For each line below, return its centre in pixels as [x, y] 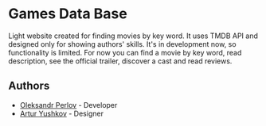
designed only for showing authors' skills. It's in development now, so [122, 44]
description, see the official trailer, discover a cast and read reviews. [120, 61]
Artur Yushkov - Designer [61, 113]
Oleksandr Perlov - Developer [68, 105]
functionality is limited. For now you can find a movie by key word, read [125, 52]
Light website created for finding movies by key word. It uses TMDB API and [133, 36]
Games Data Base [68, 14]
